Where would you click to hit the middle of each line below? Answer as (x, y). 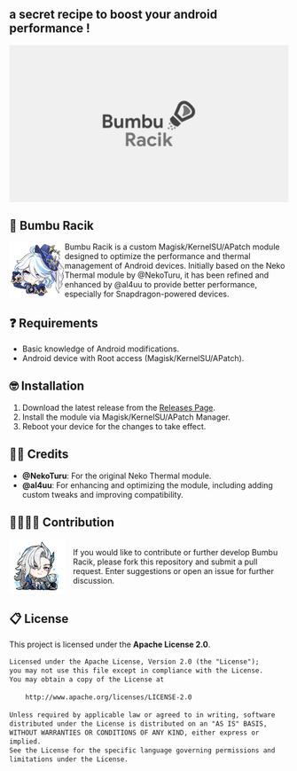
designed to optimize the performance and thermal (158, 256)
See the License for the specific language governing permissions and (142, 751)
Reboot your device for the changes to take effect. (114, 426)
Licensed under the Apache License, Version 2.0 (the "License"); (134, 662)
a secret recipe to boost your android (113, 15)
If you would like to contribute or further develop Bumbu (176, 553)
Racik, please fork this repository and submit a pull (165, 562)
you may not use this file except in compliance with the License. (137, 671)
